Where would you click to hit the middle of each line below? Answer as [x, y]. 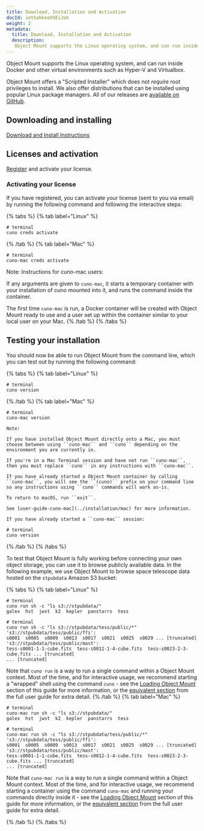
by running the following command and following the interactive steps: [94, 204]
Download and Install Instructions [48, 135]
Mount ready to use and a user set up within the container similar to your [97, 315]
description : [28, 40]
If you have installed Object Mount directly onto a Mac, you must [93, 439]
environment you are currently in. [51, 450]
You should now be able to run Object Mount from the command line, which [101, 355]
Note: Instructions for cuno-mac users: [55, 271]
